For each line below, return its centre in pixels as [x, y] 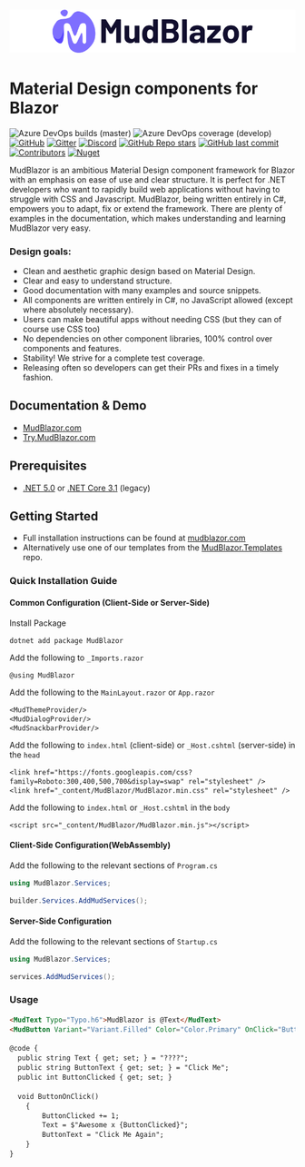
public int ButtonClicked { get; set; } [95, 1078]
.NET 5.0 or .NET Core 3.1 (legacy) [87, 488]
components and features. [72, 349]
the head [25, 755]
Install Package [38, 623]
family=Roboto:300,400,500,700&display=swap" [97, 781]
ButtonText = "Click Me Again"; [103, 1135]
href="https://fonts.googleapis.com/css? [113, 772]
